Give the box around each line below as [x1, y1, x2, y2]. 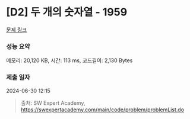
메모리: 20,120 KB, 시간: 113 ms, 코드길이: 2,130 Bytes [6, 57, 133, 64]
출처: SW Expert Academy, [20, 99, 85, 107]
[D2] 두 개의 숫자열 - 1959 [6, 5, 128, 19]
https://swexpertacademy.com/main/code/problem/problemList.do [20, 106, 185, 113]
